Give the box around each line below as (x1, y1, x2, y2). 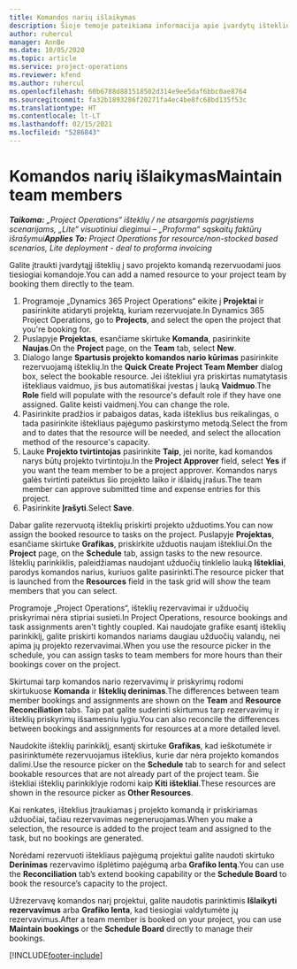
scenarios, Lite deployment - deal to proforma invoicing (9, 242, 212, 253)
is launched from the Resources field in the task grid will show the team (9, 576, 271, 587)
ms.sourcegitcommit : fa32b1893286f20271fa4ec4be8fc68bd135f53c (9, 95, 247, 104)
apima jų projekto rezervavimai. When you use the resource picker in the (9, 640, 271, 650)
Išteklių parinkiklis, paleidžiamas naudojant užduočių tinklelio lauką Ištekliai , (9, 557, 286, 567)
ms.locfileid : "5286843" (9, 128, 101, 137)
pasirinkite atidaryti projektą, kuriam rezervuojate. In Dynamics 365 (21, 304, 265, 315)
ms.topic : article (9, 54, 77, 63)
